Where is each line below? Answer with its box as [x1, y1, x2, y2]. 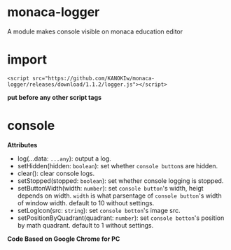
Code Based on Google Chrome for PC [7, 235, 120, 243]
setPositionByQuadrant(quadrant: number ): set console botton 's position [17, 214, 225, 222]
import [7, 52, 48, 68]
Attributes [7, 140, 38, 149]
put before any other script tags [7, 93, 102, 101]
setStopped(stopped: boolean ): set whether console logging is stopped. [17, 176, 224, 185]
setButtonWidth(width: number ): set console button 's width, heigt [17, 184, 204, 192]
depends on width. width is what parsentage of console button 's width [17, 191, 222, 200]
